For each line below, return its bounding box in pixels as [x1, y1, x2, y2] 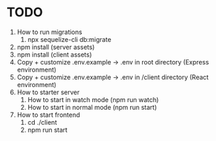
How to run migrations [16, 28, 82, 36]
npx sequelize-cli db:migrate [27, 35, 112, 43]
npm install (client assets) [16, 50, 92, 59]
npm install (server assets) [16, 43, 95, 51]
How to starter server [16, 88, 80, 96]
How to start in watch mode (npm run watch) [27, 95, 159, 103]
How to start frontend [16, 111, 80, 119]
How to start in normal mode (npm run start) [27, 103, 157, 111]
